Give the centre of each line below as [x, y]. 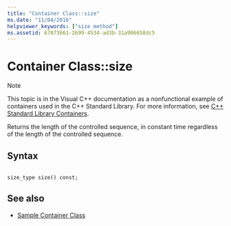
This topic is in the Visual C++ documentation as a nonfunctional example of [115, 99]
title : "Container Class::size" [53, 13]
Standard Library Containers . [48, 113]
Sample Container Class [51, 215]
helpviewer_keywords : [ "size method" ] [63, 26]
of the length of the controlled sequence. [65, 134]
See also [26, 199]
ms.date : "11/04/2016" [40, 20]
